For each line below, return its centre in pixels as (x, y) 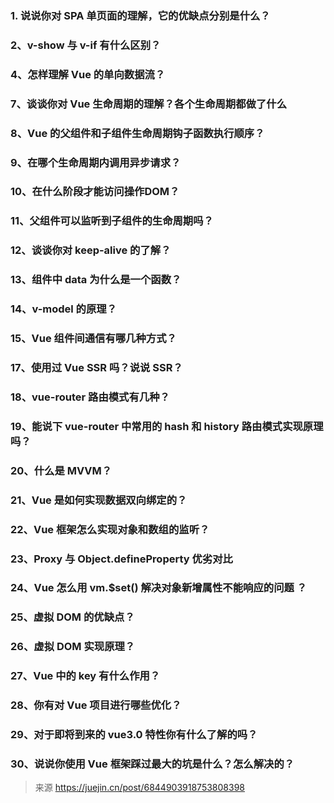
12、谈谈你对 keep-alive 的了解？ (91, 250)
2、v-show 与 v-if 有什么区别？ (86, 45)
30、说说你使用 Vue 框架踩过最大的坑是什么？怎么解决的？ (152, 764)
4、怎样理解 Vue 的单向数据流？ (88, 74)
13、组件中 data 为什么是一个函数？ (96, 280)
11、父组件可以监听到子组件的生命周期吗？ (112, 221)
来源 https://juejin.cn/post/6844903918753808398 (139, 788)
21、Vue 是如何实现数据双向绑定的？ (99, 500)
